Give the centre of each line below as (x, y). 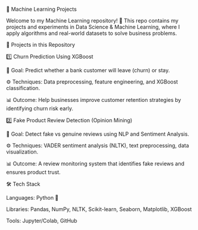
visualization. (22, 152)
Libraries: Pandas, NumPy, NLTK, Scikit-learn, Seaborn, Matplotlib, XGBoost (99, 209)
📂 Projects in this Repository (41, 45)
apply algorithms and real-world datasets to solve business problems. (92, 33)
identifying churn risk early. (40, 108)
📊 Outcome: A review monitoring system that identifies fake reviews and (95, 164)
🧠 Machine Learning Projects (42, 9)
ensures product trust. (34, 172)
